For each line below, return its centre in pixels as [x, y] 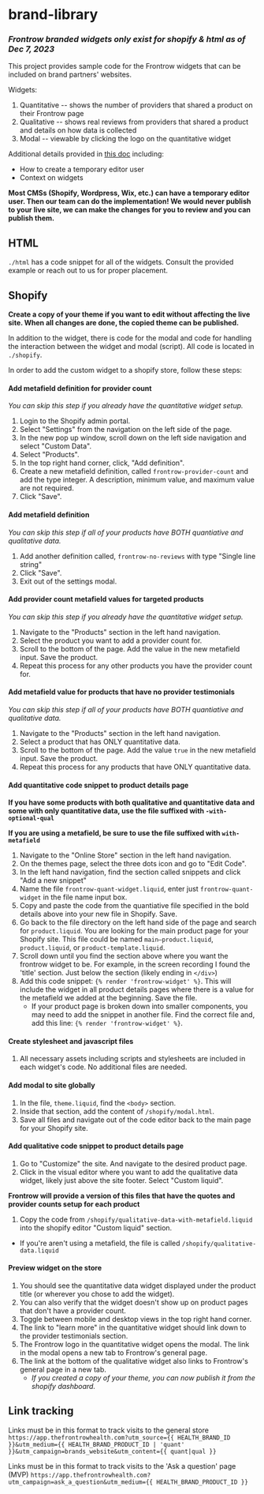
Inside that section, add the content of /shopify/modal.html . [117, 1111]
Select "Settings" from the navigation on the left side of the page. [126, 430]
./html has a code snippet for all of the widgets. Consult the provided [121, 262]
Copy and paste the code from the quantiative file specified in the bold [134, 906]
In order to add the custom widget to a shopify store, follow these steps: [125, 370]
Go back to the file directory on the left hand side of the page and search [138, 922]
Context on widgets [52, 178]
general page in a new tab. [63, 1369]
